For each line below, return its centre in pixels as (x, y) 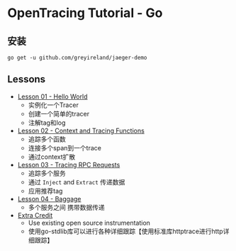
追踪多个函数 (47, 139)
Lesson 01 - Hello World (52, 96)
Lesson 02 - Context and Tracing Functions (81, 130)
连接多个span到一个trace (64, 147)
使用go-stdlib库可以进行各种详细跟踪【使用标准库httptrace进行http (125, 231)
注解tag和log (47, 123)
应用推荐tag (45, 191)
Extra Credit (35, 215)
